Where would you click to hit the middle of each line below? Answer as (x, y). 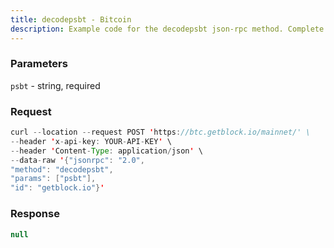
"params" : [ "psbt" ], (53, 179)
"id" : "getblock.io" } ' (57, 188)
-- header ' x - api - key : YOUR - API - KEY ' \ (91, 141)
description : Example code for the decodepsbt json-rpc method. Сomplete (167, 29)
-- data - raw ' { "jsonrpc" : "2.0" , (77, 160)
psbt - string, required (55, 85)
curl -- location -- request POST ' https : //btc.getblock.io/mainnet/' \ (160, 132)
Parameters (39, 64)
